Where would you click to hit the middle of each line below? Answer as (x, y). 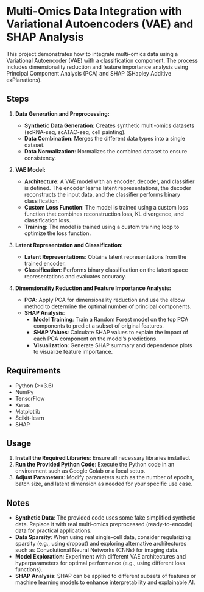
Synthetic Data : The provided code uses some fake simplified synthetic (105, 518)
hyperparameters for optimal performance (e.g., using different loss (100, 563)
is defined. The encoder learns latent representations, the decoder (108, 188)
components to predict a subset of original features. (99, 326)
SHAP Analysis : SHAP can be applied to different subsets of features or (105, 576)
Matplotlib (28, 411)
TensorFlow (30, 398)
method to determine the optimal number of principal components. (108, 306)
